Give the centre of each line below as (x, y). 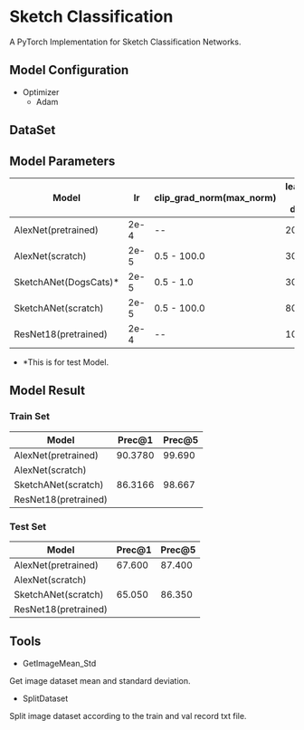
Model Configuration (69, 70)
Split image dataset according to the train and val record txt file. (128, 716)
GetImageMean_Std (59, 663)
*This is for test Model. (66, 362)
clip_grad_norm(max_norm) (215, 197)
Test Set (28, 526)
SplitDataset (45, 698)
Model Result (47, 391)
